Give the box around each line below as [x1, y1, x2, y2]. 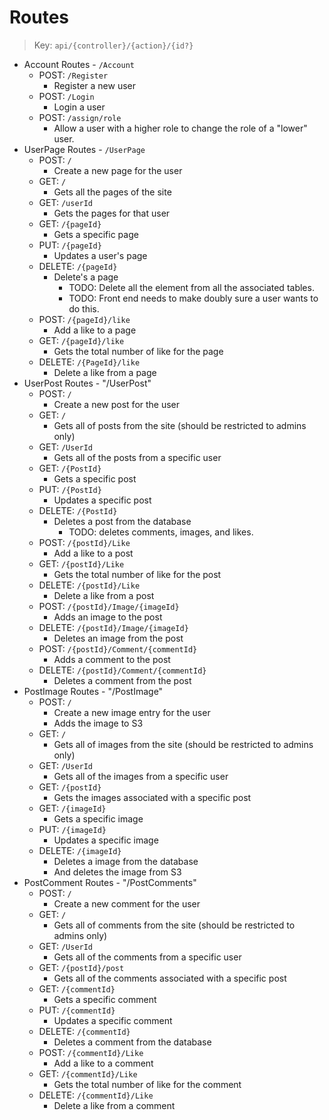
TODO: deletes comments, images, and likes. [68, 526, 254, 538]
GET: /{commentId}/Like [38, 1067, 138, 1080]
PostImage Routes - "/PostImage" [23, 685, 164, 697]
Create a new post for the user [53, 398, 181, 410]
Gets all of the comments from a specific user [53, 951, 242, 963]
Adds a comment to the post [53, 653, 171, 665]
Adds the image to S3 [53, 717, 144, 729]
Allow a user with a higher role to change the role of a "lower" [53, 122, 308, 134]
